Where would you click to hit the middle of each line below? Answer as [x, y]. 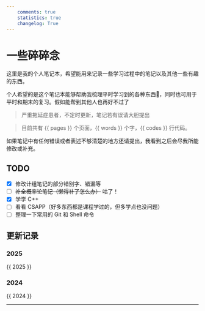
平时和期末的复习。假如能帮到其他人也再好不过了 [68, 102]
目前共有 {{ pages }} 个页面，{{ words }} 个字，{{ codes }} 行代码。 [106, 128]
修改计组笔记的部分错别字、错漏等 [58, 184]
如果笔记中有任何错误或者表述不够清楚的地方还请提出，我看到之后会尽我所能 [103, 141]
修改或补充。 [22, 149]
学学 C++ [27, 199]
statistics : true [39, 18]
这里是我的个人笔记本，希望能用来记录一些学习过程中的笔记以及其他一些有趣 [103, 73]
